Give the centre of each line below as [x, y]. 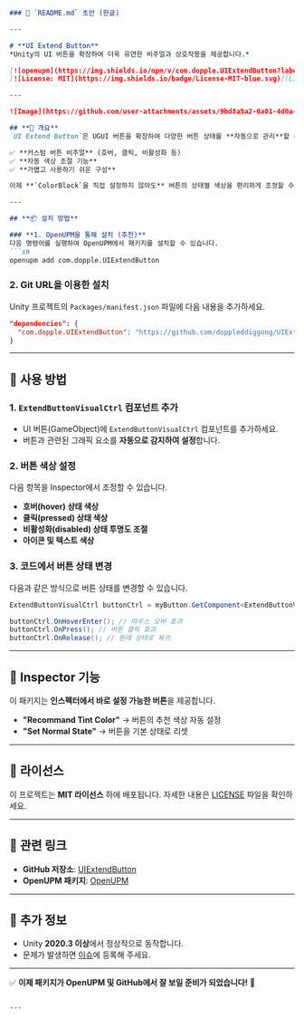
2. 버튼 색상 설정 [43, 466]
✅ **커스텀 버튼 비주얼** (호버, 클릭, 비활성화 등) [95, 153]
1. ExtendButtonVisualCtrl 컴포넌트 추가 [94, 408]
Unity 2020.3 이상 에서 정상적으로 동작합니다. [103, 944]
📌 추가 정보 [38, 921]
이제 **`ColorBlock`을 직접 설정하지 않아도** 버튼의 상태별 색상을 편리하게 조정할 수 [152, 186]
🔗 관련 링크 [38, 845]
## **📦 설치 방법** [44, 219]
